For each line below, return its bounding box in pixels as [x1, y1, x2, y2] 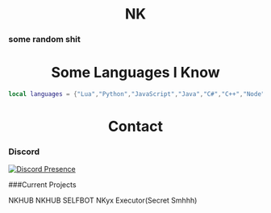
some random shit [8, 34, 81, 45]
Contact [107, 118, 164, 136]
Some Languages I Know [51, 64, 220, 81]
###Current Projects [8, 180, 77, 190]
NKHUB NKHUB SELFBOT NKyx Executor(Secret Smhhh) [8, 195, 198, 206]
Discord [8, 146, 40, 157]
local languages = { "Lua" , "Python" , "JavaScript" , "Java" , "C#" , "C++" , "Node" [8, 90, 265, 98]
